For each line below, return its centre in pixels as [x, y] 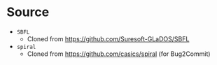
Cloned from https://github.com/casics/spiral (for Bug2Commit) [119, 54]
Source [28, 12]
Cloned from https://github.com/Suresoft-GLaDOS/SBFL [108, 38]
